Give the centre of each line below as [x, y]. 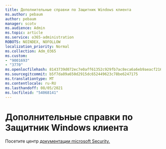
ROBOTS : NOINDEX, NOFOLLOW [33, 42]
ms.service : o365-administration [40, 38]
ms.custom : [16, 56]
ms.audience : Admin [25, 28]
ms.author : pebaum [24, 14]
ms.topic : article [24, 33]
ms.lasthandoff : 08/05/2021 [34, 88]
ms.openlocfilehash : [26, 70]
